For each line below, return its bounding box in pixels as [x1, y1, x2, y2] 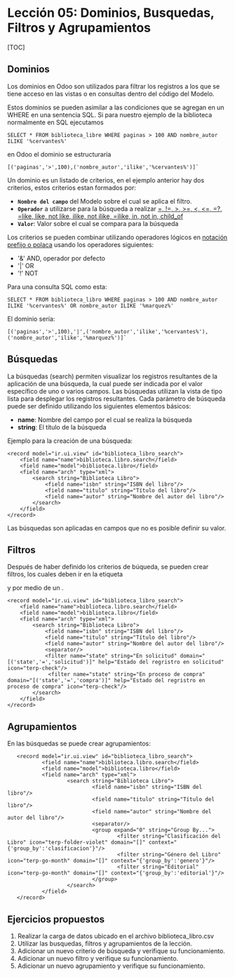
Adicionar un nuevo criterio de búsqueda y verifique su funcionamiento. [17, 947, 226, 955]
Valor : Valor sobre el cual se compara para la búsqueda [17, 219, 179, 227]
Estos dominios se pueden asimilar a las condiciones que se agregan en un [7, 103, 224, 112]
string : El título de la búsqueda [17, 423, 107, 431]
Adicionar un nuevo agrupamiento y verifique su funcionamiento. [17, 962, 206, 970]
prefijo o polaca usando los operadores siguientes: [7, 240, 154, 248]
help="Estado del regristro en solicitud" [98, 658, 224, 666]
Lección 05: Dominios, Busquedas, [7, 5, 215, 21]
